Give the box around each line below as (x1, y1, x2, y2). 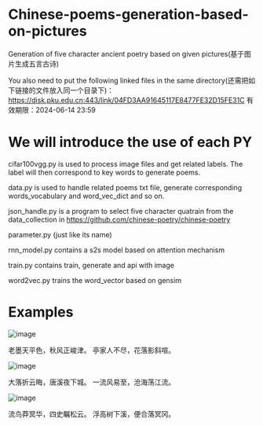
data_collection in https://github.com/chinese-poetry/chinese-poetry (8, 215, 231, 224)
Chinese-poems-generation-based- (8, 6, 249, 24)
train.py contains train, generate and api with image (8, 260, 175, 270)
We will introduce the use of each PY (8, 134, 253, 151)
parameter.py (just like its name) (8, 230, 112, 239)
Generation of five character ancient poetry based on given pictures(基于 (8, 49, 245, 58)
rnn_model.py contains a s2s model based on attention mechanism (8, 245, 225, 255)
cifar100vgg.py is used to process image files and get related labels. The (8, 159, 243, 168)
